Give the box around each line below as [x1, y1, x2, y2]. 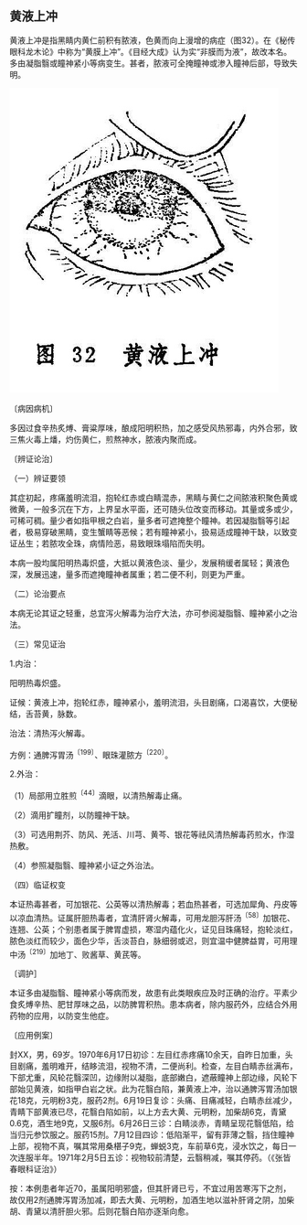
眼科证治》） [16, 1164, 62, 1175]
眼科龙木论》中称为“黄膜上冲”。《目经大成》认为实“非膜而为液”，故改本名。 [9, 46, 292, 57]
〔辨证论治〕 [9, 453, 58, 464]
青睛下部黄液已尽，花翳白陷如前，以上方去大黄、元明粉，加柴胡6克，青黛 [9, 1106, 287, 1118]
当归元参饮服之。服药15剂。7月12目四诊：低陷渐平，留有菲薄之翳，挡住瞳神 [9, 1129, 295, 1141]
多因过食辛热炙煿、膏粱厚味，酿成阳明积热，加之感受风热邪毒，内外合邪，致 [9, 422, 298, 433]
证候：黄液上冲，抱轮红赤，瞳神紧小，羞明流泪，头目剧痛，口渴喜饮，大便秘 [9, 696, 298, 707]
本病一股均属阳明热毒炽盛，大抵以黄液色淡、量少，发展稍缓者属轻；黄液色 [9, 557, 290, 568]
